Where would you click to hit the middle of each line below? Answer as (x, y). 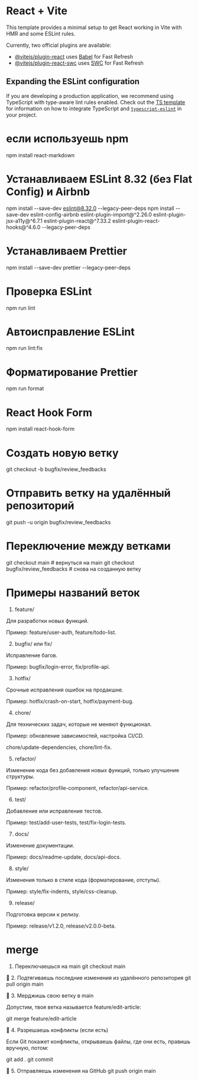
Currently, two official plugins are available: (59, 45)
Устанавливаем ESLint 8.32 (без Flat (99, 179)
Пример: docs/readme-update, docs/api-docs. (64, 857)
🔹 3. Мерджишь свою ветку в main (50, 995)
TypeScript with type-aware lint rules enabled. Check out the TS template (96, 102)
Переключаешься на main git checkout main (70, 966)
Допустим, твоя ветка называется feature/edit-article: (74, 1007)
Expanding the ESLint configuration (73, 82)
